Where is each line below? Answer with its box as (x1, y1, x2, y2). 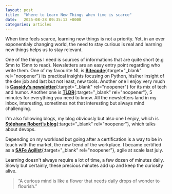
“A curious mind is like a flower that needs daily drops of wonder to (17, 178, 160, 184)
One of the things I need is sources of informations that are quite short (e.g (5, 57, 164, 63)
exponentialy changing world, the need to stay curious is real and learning (5, 41, 162, 48)
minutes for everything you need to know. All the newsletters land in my (5, 95, 157, 101)
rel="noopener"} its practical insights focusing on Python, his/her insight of (5, 73, 164, 79)
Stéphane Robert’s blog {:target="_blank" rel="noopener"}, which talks (5, 121, 156, 127)
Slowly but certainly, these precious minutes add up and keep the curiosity (5, 162, 163, 169)
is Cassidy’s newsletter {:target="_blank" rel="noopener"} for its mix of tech (5, 84, 167, 90)
